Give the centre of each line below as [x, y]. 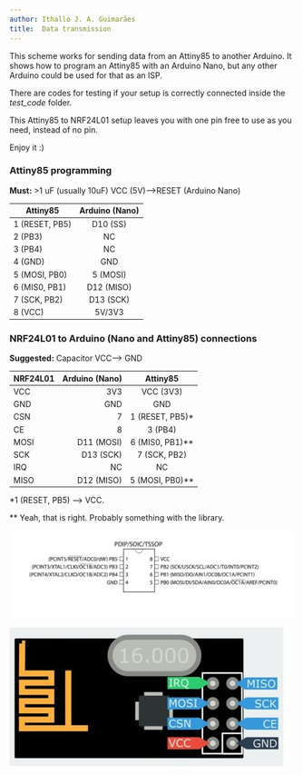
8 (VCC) [29, 313]
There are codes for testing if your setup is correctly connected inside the [147, 93]
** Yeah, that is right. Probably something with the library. [117, 518]
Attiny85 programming [61, 171]
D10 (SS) [109, 224]
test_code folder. [41, 102]
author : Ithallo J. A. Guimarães [73, 19]
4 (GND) [29, 262]
